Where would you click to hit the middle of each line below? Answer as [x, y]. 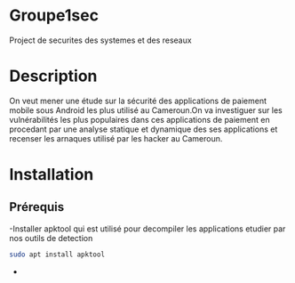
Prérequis [37, 207]
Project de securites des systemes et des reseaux [101, 40]
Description [53, 76]
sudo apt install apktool [57, 255]
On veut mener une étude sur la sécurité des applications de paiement [138, 101]
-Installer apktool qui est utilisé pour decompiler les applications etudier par [147, 229]
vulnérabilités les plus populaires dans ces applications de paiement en [140, 119]
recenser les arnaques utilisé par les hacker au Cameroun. [116, 138]
